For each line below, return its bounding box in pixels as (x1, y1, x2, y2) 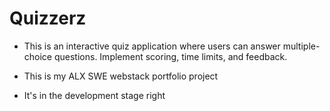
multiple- (282, 40, 321, 52)
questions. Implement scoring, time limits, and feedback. (53, 50, 288, 62)
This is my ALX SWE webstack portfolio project (23, 70, 219, 82)
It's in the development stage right (23, 89, 166, 101)
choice (23, 50, 53, 62)
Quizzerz (9, 7, 87, 30)
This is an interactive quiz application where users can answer (23, 40, 281, 52)
